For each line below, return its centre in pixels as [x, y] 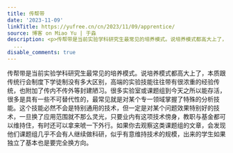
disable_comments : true [42, 53]
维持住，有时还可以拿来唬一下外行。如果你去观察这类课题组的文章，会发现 [119, 125]
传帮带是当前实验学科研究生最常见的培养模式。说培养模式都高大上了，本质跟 [116, 73]
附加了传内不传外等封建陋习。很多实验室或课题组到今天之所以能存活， [126, 90]
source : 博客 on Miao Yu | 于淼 [52, 33]
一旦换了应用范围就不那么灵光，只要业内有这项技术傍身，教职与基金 [116, 116]
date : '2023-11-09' [35, 20]
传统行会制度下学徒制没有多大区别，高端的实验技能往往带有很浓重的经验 [110, 81]
